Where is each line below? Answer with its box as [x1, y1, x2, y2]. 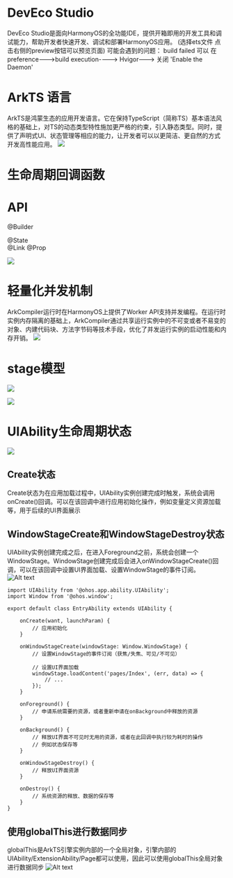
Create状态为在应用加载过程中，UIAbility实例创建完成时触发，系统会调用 [7, 489, 216, 497]
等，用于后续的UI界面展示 [7, 506, 81, 514]
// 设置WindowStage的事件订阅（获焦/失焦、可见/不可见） [32, 650, 181, 657]
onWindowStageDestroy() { [19, 759, 95, 767]
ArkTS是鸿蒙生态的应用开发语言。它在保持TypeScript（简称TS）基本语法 [7, 114, 216, 122]
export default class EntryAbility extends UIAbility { [7, 605, 172, 612]
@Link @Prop [7, 244, 47, 252]
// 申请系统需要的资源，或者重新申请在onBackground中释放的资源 [32, 708, 198, 715]
